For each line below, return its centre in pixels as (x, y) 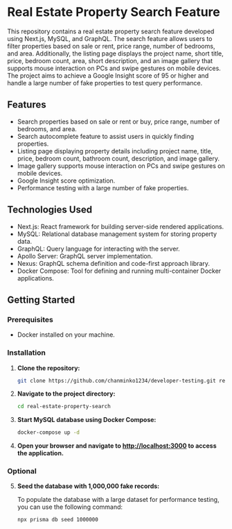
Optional (22, 471)
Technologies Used (50, 210)
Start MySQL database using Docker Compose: (87, 420)
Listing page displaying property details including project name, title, (115, 151)
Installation (27, 353)
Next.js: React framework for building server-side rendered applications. (121, 226)
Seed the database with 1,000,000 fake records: (88, 486)
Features (27, 105)
